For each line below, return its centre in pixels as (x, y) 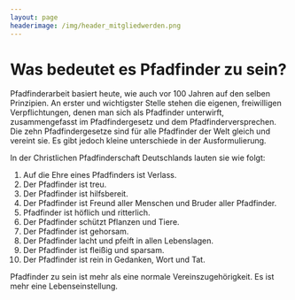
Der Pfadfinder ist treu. (65, 185)
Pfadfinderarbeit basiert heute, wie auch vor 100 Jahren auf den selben (140, 94)
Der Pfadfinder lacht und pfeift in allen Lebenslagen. (118, 241)
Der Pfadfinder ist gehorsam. (76, 232)
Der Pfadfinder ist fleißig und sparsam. (93, 250)
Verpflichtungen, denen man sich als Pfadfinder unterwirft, (117, 112)
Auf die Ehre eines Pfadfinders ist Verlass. (100, 175)
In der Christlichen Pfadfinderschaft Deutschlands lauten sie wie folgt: (138, 158)
